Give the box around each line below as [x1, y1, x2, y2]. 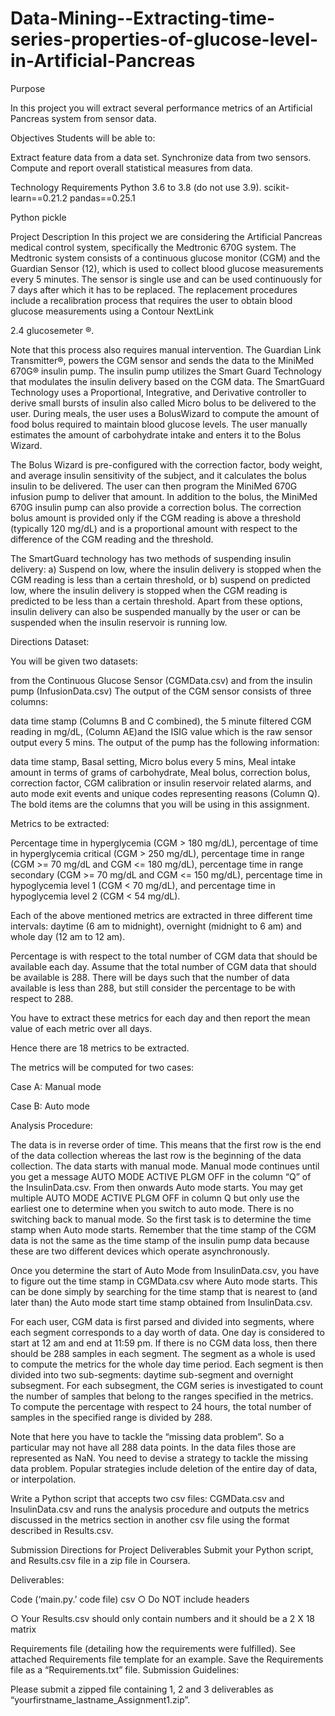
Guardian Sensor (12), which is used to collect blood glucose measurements [10, 262, 324, 274]
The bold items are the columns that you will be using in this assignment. [10, 798, 310, 810]
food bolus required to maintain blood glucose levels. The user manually [10, 418, 308, 430]
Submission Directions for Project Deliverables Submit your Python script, [10, 1543, 314, 1556]
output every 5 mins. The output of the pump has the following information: [10, 736, 320, 748]
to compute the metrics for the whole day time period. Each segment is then [10, 1358, 324, 1370]
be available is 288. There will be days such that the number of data [10, 971, 290, 983]
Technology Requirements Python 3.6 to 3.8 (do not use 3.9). [10, 181, 262, 193]
